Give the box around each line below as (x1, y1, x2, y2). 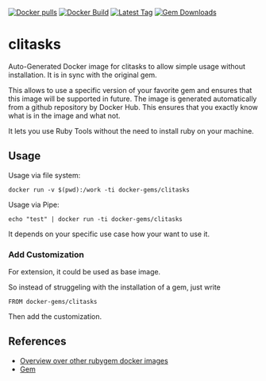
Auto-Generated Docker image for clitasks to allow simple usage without (8, 61, 246, 71)
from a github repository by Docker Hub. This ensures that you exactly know (8, 102, 258, 111)
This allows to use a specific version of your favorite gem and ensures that (8, 85, 253, 95)
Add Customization (8, 249, 85, 260)
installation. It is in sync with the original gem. (8, 70, 157, 80)
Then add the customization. (8, 312, 102, 321)
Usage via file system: (8, 170, 81, 180)
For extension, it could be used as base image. (8, 267, 161, 277)
